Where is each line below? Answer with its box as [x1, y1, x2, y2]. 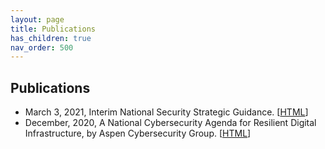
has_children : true [10, 33, 92, 43]
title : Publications [10, 24, 97, 34]
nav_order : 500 [10, 42, 74, 53]
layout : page [10, 14, 65, 25]
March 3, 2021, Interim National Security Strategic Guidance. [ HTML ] [24, 106, 309, 118]
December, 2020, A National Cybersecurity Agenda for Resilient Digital [24, 117, 317, 129]
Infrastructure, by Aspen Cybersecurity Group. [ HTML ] [24, 127, 252, 140]
